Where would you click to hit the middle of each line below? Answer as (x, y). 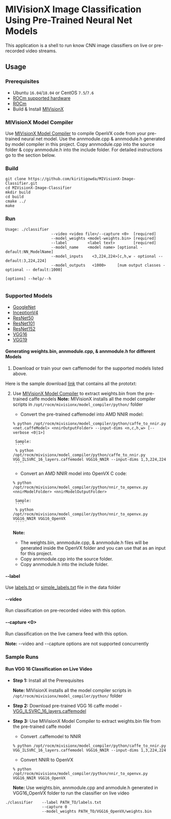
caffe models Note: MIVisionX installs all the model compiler (92, 399)
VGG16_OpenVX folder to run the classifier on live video (71, 793)
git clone (16, 179)
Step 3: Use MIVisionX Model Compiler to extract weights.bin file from (87, 721)
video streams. (41, 51)
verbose (21, 433)
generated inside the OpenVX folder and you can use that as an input (93, 548)
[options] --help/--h (28, 278)
